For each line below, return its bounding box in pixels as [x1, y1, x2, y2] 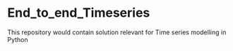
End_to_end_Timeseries [7, 5, 150, 21]
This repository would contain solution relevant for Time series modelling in [7, 28, 227, 36]
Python [7, 35, 28, 43]
